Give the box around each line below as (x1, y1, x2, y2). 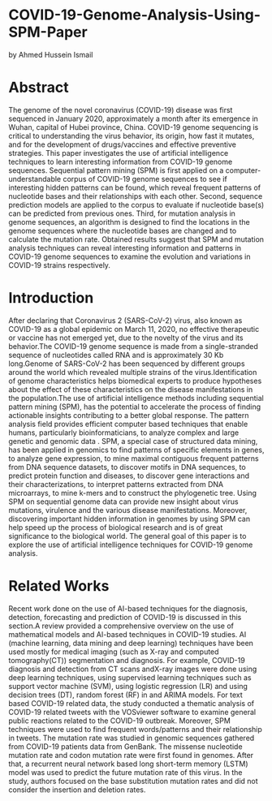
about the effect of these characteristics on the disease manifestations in (8, 384, 253, 394)
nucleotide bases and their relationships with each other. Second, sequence (8, 191, 263, 200)
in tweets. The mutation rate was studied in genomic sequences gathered (8, 733, 255, 743)
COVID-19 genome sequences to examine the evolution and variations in (8, 252, 251, 261)
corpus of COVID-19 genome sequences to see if (63, 174, 227, 183)
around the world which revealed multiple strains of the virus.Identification (8, 367, 257, 377)
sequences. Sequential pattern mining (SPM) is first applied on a (8, 165, 224, 175)
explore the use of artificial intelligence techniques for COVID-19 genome (8, 540, 253, 549)
